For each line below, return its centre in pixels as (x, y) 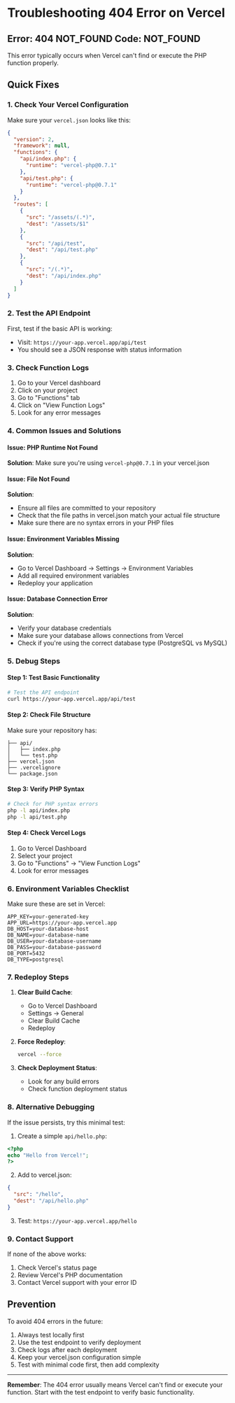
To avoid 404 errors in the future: (55, 1321)
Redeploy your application (55, 583)
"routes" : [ (31, 204)
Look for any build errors (63, 1081)
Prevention (31, 1305)
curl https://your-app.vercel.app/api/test (72, 699)
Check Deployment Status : (57, 1068)
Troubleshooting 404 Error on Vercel (116, 13)
